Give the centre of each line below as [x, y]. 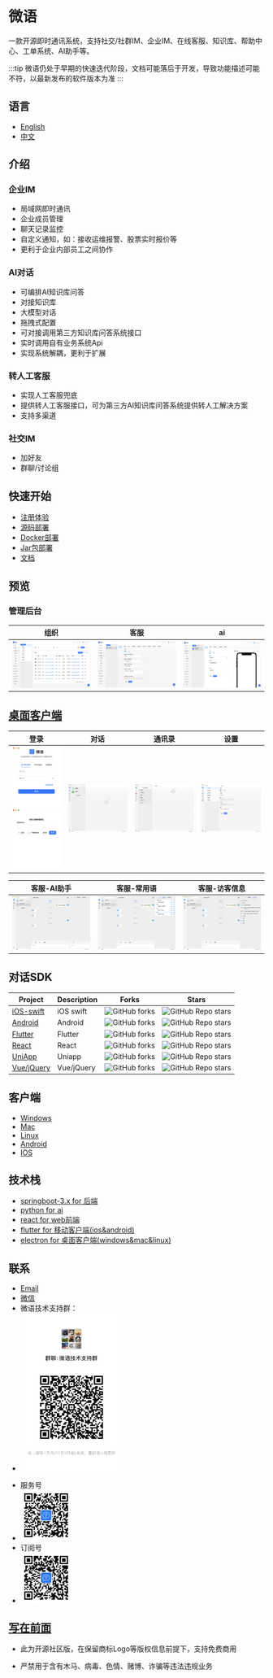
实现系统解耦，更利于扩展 [63, 353]
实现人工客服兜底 [49, 395]
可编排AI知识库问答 [52, 292]
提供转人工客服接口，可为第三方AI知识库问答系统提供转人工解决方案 [134, 405]
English [32, 126]
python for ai [41, 1210]
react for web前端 [50, 1220]
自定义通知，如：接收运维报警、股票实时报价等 [98, 239]
